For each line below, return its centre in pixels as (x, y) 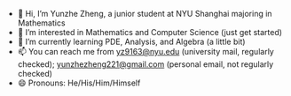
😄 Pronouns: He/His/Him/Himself (79, 83)
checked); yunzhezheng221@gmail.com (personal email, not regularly (145, 64)
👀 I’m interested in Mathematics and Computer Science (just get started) (149, 32)
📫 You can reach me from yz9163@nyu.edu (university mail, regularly (146, 52)
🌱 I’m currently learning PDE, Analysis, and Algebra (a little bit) (131, 41)
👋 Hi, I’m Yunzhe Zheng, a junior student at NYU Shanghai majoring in (145, 14)
